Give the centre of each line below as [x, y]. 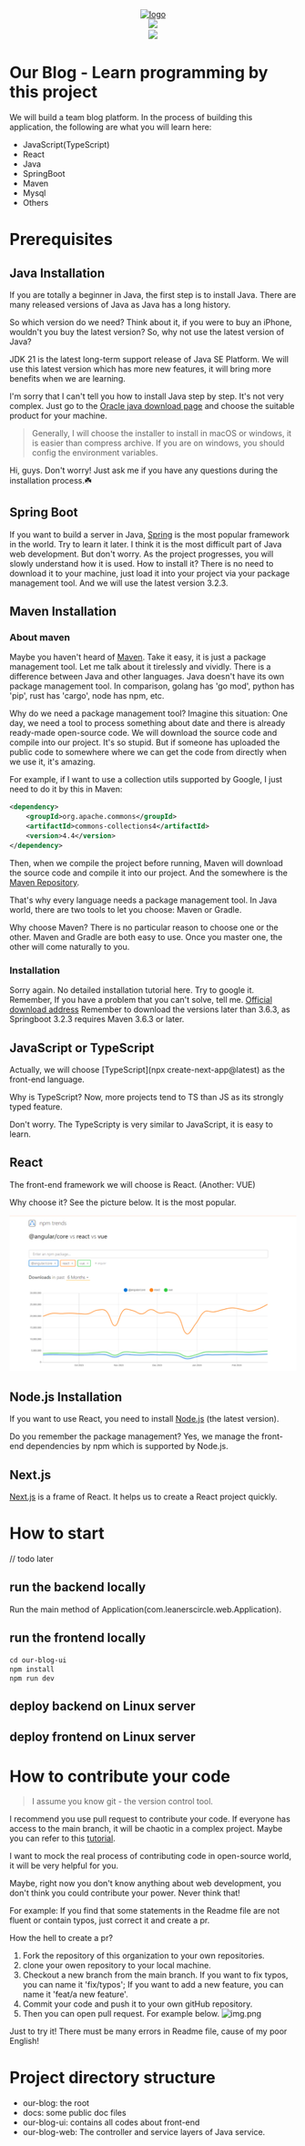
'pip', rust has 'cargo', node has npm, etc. [87, 696]
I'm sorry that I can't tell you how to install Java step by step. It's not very [147, 396]
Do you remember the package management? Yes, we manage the [134, 1436]
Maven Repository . [45, 882]
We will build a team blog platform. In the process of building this [131, 117]
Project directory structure [112, 2078]
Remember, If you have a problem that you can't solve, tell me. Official [141, 1000]
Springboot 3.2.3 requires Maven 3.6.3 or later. [97, 1019]
